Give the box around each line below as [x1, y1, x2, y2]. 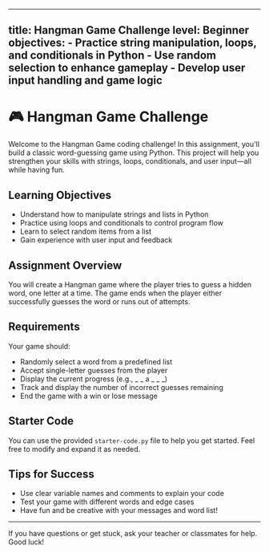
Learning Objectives [8, 188, 112, 201]
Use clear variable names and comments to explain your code [19, 489, 224, 498]
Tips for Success [8, 467, 94, 481]
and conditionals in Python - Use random [8, 49, 216, 63]
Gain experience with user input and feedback [19, 235, 173, 245]
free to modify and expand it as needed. [8, 444, 141, 453]
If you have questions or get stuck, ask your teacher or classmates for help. [8, 529, 258, 539]
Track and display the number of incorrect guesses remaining [19, 382, 224, 392]
